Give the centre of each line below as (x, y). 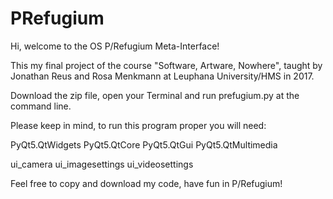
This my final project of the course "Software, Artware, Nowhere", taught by (166, 65)
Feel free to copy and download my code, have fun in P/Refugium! (146, 183)
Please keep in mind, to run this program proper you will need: (138, 125)
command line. (41, 106)
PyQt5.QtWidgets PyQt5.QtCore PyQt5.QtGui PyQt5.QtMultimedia (144, 144)
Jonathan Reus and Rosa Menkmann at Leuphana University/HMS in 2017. (162, 76)
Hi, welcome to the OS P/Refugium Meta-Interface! (115, 46)
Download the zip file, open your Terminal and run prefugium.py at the (155, 95)
